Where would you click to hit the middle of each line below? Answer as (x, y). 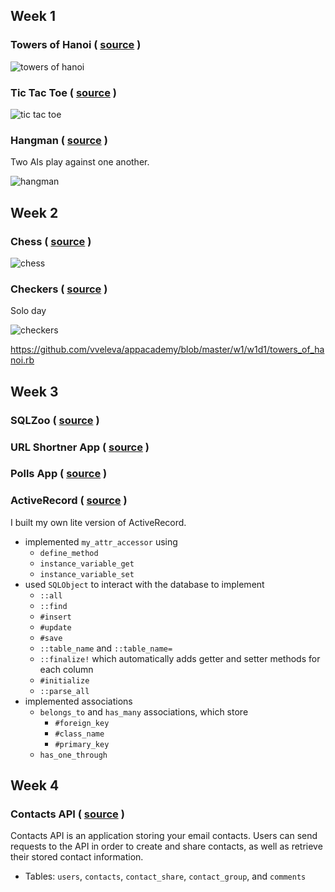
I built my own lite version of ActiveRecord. (98, 522)
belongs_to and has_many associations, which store (144, 711)
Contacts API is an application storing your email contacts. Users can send (164, 836)
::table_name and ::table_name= (106, 648)
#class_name (79, 734)
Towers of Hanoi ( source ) (76, 45)
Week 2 (34, 212)
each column (66, 669)
